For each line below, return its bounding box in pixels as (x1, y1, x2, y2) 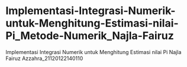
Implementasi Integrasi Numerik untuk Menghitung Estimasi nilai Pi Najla (5, 48, 182, 55)
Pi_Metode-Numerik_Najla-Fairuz (5, 29, 174, 42)
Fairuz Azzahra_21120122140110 (5, 55, 83, 62)
